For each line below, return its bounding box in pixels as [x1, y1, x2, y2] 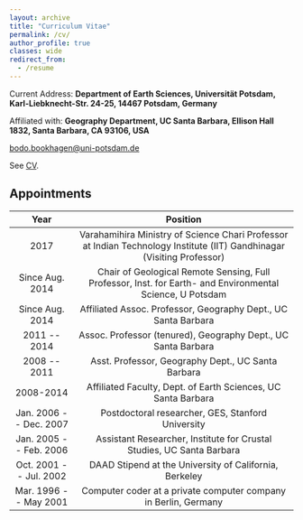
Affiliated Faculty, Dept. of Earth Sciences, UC [86, 380, 281, 393]
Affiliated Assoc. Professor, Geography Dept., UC [79, 302, 289, 315]
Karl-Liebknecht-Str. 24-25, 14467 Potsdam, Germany [9, 97, 218, 108]
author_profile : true [9, 38, 91, 48]
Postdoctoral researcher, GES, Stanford [100, 406, 268, 419]
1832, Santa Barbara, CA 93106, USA [9, 125, 151, 135]
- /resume [17, 64, 54, 73]
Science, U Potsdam [141, 288, 227, 301]
